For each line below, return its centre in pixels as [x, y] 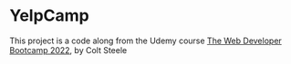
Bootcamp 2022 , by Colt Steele [68, 50]
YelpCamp [49, 16]
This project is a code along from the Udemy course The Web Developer [146, 41]
